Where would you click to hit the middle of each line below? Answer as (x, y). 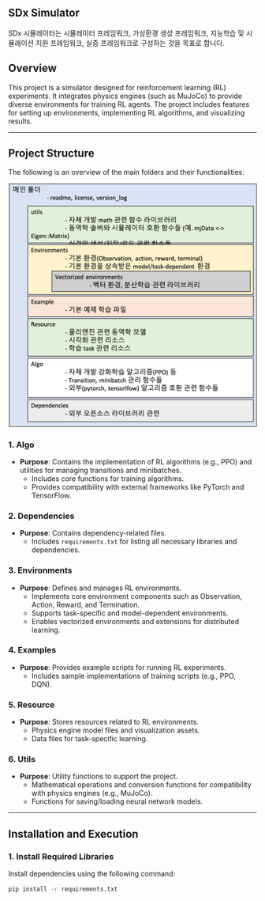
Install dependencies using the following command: (92, 874)
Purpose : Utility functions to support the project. (99, 776)
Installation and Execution (73, 834)
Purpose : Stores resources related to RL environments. (109, 722)
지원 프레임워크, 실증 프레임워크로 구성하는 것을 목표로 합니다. (130, 43)
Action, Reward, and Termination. (86, 604)
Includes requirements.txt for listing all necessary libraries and (134, 542)
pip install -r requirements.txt (63, 889)
